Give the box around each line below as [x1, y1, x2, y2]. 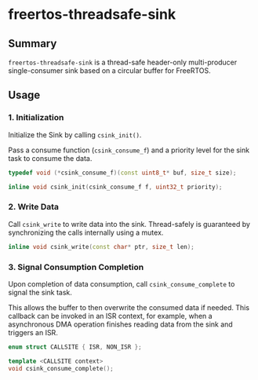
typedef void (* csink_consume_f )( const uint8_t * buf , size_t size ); [8, 169, 237, 177]
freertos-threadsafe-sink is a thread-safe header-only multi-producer [8, 57, 238, 67]
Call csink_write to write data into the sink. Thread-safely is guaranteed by [8, 219, 251, 228]
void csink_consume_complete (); [8, 364, 114, 372]
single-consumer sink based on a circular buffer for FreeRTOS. [8, 66, 212, 75]
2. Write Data [8, 202, 60, 213]
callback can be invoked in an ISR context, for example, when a [8, 311, 213, 320]
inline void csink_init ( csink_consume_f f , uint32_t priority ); [8, 183, 223, 191]
